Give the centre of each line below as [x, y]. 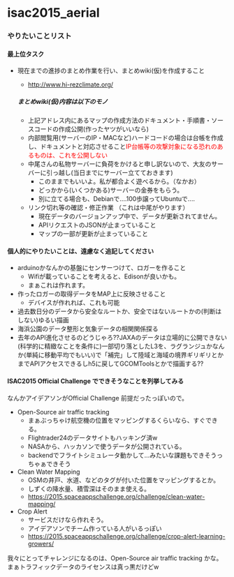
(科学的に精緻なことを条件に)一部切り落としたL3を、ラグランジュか [115, 346]
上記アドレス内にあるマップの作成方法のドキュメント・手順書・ [119, 121]
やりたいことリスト [39, 36]
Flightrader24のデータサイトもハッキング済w [93, 437]
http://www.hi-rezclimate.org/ [71, 84]
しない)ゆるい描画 [43, 320]
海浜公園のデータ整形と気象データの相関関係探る [88, 329]
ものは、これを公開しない [71, 156]
